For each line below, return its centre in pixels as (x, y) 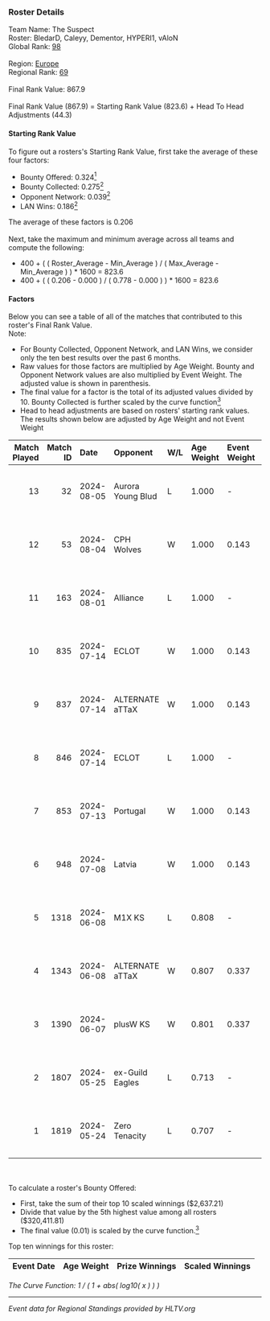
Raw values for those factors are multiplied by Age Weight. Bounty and (137, 366)
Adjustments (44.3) (40, 115)
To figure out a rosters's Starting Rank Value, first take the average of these (133, 151)
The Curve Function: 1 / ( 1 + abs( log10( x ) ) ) (84, 1285)
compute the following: (46, 248)
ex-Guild (131, 1072)
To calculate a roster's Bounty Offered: (72, 1187)
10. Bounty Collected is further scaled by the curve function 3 (120, 401)
